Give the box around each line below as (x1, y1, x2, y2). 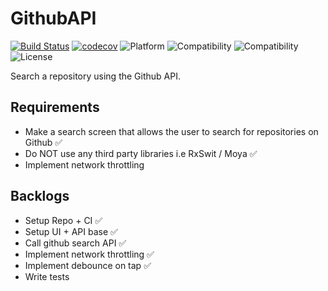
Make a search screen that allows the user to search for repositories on (24, 125, 319, 137)
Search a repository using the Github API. (10, 70, 181, 82)
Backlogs (10, 188, 70, 205)
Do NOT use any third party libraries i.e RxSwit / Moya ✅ (24, 147, 258, 159)
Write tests (24, 270, 70, 282)
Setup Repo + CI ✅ (24, 214, 103, 226)
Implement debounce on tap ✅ (24, 259, 152, 271)
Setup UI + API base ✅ (24, 225, 118, 237)
